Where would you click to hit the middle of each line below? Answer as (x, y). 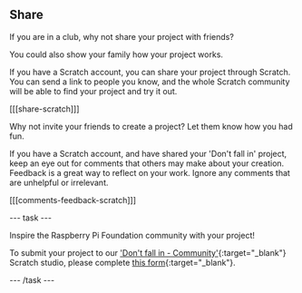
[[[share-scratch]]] (44, 109)
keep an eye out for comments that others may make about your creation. (147, 163)
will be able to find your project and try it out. (93, 91)
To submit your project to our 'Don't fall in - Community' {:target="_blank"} (148, 252)
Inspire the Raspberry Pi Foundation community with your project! (132, 235)
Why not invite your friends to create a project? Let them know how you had (151, 126)
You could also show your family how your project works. (117, 54)
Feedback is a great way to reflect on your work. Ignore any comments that (150, 172)
